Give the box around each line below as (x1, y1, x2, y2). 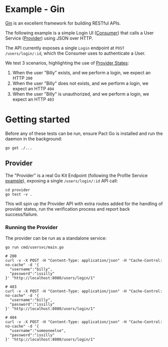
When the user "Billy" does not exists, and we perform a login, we (12, 80, 149, 86)
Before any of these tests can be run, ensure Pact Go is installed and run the (5, 130, 163, 136)
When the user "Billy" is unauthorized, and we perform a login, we (12, 91, 149, 97)
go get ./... (5, 145, 33, 150)
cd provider (5, 187, 30, 193)
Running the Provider (5, 224, 58, 231)
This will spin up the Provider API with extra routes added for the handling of (5, 201, 163, 207)
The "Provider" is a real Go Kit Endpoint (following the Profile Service (5, 172, 148, 179)
